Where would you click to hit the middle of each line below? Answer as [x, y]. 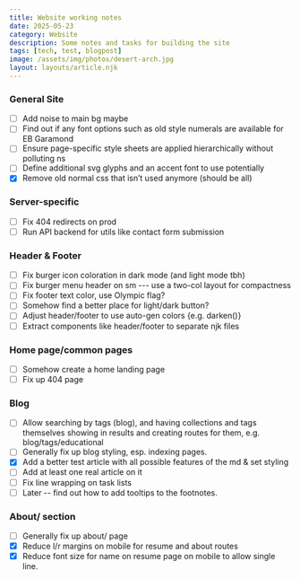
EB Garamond [48, 139]
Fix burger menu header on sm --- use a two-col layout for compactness [156, 285]
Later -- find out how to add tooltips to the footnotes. [120, 492]
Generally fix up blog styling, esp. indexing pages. [115, 452]
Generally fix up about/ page [75, 536]
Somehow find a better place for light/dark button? [116, 305]
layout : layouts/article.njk [64, 68]
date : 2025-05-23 [42, 26]
